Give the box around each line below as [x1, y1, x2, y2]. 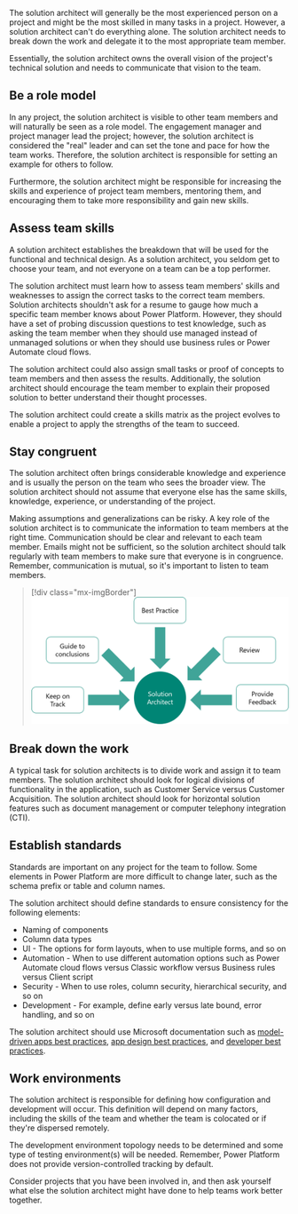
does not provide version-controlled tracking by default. [9, 1159, 215, 1170]
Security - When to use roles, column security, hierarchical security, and [21, 980, 287, 991]
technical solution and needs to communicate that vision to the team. [9, 62, 262, 73]
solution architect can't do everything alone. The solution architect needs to [9, 27, 286, 36]
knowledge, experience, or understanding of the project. [9, 496, 216, 507]
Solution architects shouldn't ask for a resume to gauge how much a [9, 299, 259, 310]
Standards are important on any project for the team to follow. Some [9, 861, 258, 872]
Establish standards [9, 838, 122, 853]
